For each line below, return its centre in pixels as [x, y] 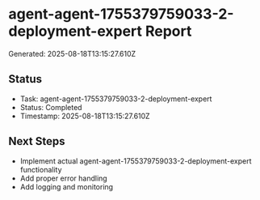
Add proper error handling [63, 178]
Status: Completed [51, 107]
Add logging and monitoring [67, 186]
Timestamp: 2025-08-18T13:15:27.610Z [85, 116]
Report [168, 31]
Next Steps [37, 141]
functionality [41, 169]
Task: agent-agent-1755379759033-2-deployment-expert [116, 99]
